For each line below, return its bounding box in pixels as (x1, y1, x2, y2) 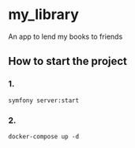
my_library (8, 6, 79, 24)
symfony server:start (8, 97, 80, 104)
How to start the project (8, 55, 128, 68)
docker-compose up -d (8, 132, 80, 140)
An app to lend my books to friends (8, 32, 123, 41)
